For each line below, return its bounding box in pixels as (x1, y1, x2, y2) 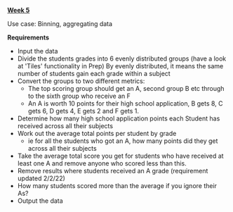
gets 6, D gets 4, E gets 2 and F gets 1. (27, 107, 139, 115)
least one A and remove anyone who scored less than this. (17, 159, 187, 168)
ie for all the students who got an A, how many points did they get (27, 137, 218, 145)
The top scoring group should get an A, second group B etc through (27, 85, 225, 92)
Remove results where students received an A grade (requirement (17, 167, 208, 175)
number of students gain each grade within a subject (17, 70, 171, 77)
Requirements (7, 33, 50, 42)
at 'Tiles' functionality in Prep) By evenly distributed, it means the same (17, 62, 224, 70)
